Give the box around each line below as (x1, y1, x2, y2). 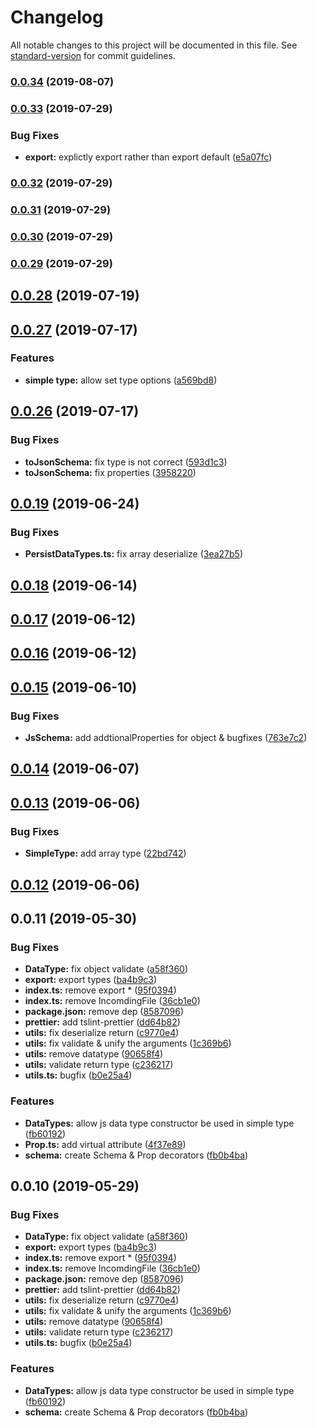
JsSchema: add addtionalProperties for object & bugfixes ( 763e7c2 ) (24, 732, 308, 744)
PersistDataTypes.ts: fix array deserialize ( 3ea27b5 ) (24, 548, 244, 560)
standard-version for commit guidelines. (10, 49, 176, 61)
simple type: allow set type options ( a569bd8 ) (24, 374, 218, 386)
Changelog (10, 6, 104, 29)
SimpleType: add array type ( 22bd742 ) (24, 847, 187, 860)
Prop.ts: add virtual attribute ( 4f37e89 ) (24, 1138, 187, 1150)
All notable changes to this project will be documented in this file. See (10, 39, 298, 51)
